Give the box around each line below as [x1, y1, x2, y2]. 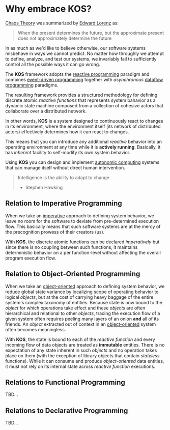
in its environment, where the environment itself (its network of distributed [5, 123, 161, 129]
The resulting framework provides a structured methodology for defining [5, 92, 158, 98]
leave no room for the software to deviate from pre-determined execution [5, 218, 159, 224]
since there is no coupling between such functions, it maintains [5, 244, 138, 250]
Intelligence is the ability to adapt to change [17, 174, 109, 181]
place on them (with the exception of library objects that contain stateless [5, 352, 160, 359]
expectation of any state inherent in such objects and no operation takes [5, 347, 157, 353]
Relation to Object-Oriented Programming [5, 270, 140, 278]
